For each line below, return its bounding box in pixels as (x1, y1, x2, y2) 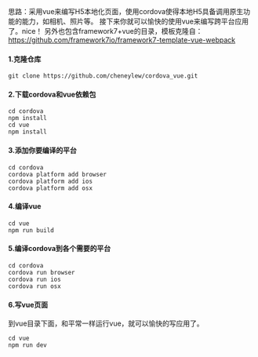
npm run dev (8, 341, 47, 349)
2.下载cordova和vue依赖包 (8, 89, 96, 99)
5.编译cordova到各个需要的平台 (8, 244, 111, 253)
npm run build (8, 226, 55, 234)
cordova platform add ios (8, 177, 93, 185)
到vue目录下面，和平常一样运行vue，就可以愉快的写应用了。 (8, 319, 204, 328)
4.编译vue (8, 202, 42, 211)
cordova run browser (8, 269, 76, 277)
